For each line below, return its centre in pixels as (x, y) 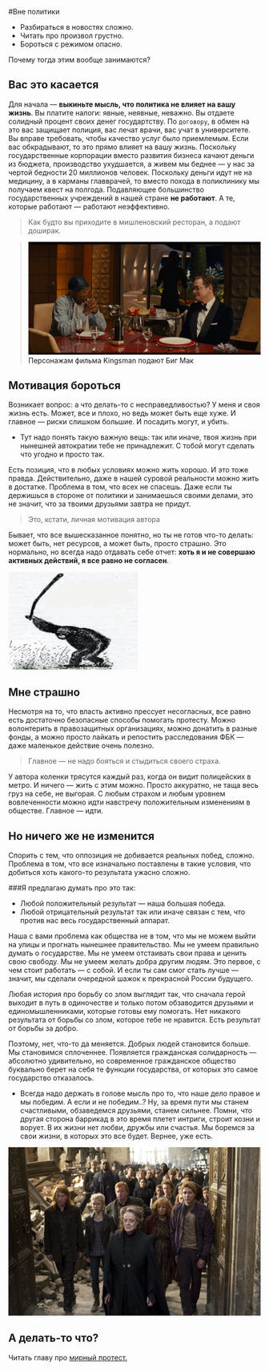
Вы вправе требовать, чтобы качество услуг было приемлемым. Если (128, 138)
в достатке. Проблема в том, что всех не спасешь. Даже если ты (120, 487)
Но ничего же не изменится (81, 836)
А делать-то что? (54, 1338)
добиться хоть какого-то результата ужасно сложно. (99, 873)
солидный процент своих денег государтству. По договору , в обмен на (129, 121)
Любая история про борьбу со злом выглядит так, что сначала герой (127, 995)
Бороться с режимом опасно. (71, 44)
